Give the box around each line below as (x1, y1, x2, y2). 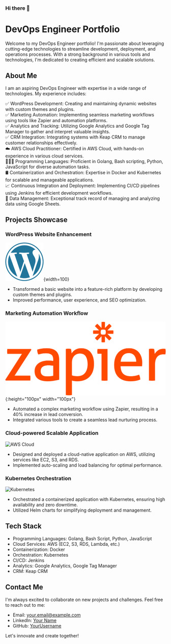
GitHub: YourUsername (12, 623, 62, 629)
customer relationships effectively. (5, 140, 78, 146)
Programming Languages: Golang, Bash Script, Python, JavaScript (12, 535, 152, 541)
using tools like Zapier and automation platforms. (5, 117, 108, 123)
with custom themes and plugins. (5, 106, 75, 112)
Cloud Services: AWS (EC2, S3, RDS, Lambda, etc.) (12, 541, 120, 547)
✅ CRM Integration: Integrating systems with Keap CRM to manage (5, 134, 146, 140)
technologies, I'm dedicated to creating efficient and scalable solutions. (5, 56, 155, 63)
